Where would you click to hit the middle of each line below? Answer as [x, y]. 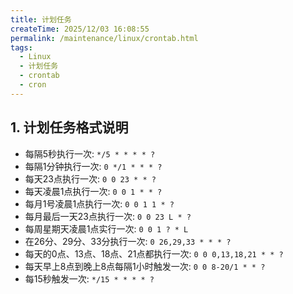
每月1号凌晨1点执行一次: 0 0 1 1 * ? [99, 203]
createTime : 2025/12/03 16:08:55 [80, 29]
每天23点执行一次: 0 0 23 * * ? [90, 178]
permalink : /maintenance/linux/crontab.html [104, 38]
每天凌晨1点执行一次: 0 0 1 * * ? [93, 191]
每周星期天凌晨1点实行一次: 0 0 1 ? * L [106, 228]
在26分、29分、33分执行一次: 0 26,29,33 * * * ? [128, 241]
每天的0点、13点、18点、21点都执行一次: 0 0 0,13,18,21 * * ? [154, 253]
